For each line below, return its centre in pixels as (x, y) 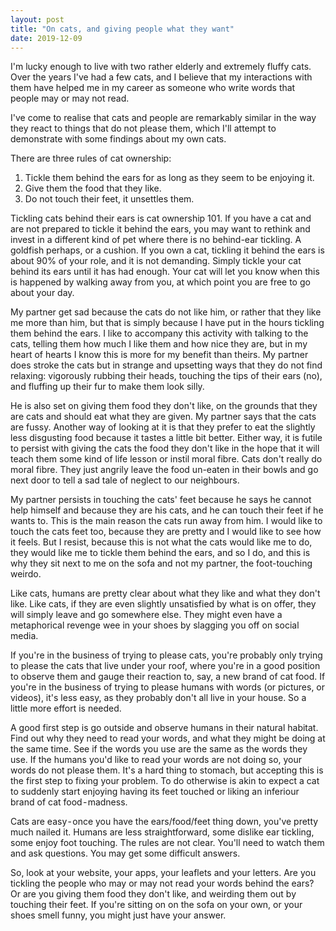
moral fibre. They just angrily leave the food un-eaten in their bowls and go (164, 470)
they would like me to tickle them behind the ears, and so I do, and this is (160, 553)
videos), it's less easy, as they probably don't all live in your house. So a (158, 698)
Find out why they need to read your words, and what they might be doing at (168, 738)
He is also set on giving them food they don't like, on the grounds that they (164, 406)
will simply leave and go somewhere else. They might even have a (146, 615)
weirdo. (26, 574)
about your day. (42, 293)
